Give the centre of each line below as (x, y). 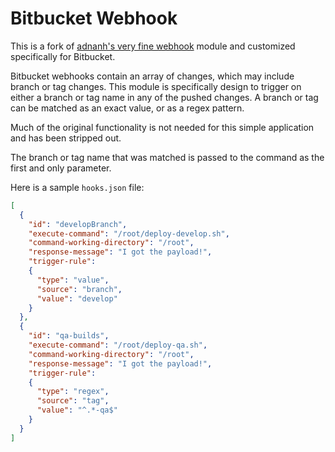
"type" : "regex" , (73, 392)
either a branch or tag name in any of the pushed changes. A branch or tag (164, 97)
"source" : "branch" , (79, 289)
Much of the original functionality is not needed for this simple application (162, 127)
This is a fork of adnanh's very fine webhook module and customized (153, 46)
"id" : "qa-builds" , (69, 336)
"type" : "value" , (73, 280)
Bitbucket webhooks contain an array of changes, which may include (152, 76)
